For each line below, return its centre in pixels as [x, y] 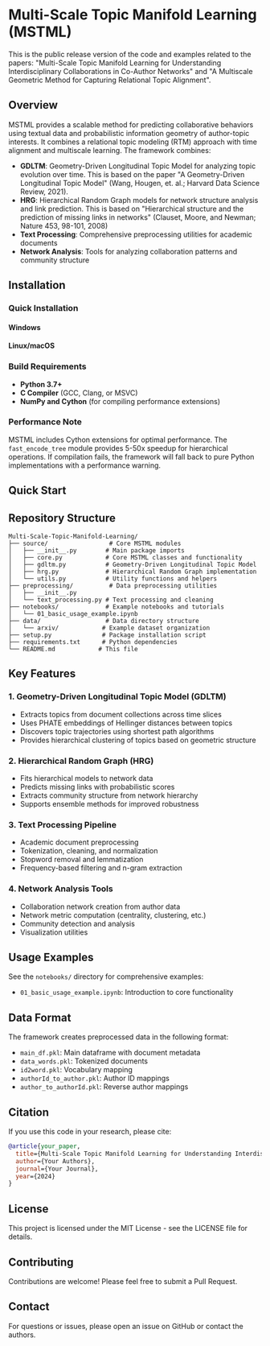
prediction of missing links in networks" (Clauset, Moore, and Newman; [138, 217]
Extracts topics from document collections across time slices [121, 714]
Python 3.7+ [41, 384]
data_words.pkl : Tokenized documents [84, 1061]
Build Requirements [47, 366]
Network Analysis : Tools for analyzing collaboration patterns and [129, 251]
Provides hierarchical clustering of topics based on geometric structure [138, 740]
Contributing [41, 1262]
